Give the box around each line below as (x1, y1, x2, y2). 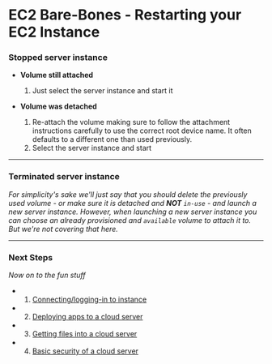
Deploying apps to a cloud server (32, 312, 143, 322)
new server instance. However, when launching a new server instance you (8, 207, 257, 216)
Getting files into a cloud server (32, 329, 138, 339)
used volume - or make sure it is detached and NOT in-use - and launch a (8, 198, 257, 208)
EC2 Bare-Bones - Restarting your (8, 6, 242, 24)
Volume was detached (19, 101, 97, 111)
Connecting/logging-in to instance (32, 294, 147, 305)
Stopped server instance (8, 52, 108, 63)
